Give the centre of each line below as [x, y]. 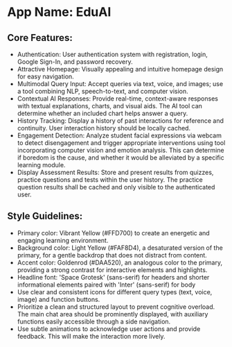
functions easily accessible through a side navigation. [94, 321]
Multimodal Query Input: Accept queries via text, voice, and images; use [120, 84]
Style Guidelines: [45, 216]
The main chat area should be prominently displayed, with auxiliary [113, 314]
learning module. [41, 165]
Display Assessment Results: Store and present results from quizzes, [115, 172]
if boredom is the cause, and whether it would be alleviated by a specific [121, 158]
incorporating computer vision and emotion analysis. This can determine [121, 150]
